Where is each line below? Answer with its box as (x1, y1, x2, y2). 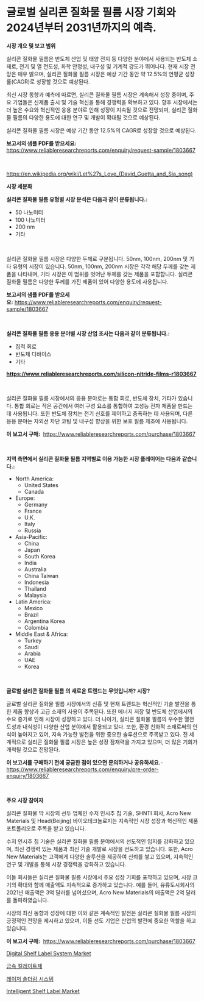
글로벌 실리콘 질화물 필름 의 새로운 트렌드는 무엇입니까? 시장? (6, 687, 150, 694)
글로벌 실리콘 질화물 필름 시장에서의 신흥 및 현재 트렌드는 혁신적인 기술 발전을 (6, 700, 190, 707)
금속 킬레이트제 (6, 962, 43, 969)
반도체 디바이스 (15, 350, 52, 357)
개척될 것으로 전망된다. (6, 746, 60, 753)
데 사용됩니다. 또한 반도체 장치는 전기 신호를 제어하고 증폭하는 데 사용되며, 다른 (6, 410, 193, 417)
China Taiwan (24, 572, 59, 579)
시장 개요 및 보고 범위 (6, 42, 56, 49)
